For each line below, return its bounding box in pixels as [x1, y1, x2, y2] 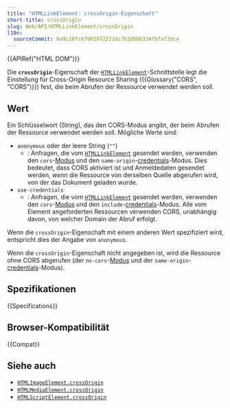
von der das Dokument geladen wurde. [27, 178, 138, 186]
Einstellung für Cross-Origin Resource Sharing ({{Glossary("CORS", [7, 75, 198, 83]
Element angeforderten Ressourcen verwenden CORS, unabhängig [27, 207, 217, 216]
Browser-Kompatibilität [7, 322, 110, 334]
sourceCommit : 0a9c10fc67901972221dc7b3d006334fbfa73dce [13, 36, 180, 43]
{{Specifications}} [7, 301, 58, 310]
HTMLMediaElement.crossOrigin [16, 387, 104, 394]
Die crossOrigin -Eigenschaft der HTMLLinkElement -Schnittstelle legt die [7, 68, 207, 76]
